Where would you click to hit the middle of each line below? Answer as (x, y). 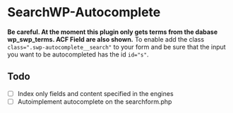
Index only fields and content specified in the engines (96, 93)
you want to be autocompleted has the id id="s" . (78, 54)
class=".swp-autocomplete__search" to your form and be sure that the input (116, 47)
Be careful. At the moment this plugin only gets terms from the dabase (113, 32)
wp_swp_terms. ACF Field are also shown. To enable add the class (106, 39)
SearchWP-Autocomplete (84, 12)
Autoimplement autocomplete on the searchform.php (95, 101)
